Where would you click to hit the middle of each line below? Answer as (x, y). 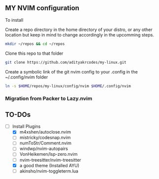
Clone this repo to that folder (34, 53)
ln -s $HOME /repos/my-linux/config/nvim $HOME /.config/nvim (68, 86)
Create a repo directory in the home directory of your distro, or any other (79, 30)
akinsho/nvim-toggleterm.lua (49, 171)
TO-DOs (18, 115)
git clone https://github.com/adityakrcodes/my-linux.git (66, 62)
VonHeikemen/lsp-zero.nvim (48, 154)
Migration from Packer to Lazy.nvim (49, 99)
